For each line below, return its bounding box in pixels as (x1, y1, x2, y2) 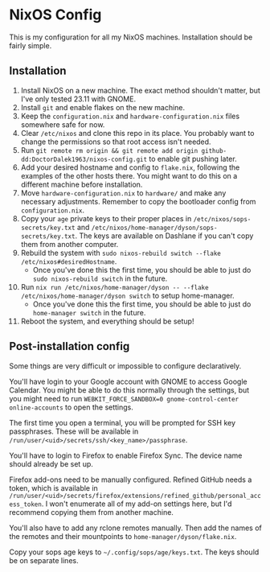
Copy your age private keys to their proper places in (20, 213, 192, 223)
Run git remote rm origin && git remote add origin (20, 145, 198, 154)
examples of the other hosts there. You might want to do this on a (20, 171, 238, 180)
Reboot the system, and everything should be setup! (20, 316, 194, 326)
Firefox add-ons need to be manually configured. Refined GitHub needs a (9, 475, 252, 484)
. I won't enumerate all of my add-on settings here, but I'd (41, 499, 232, 508)
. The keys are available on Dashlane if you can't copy (75, 231, 254, 241)
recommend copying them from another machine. (9, 507, 174, 516)
